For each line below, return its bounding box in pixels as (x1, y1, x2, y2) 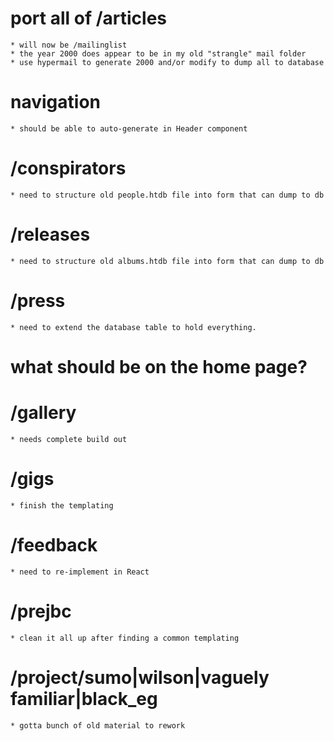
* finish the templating (10, 500, 114, 511)
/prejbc (10, 600, 72, 622)
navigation (10, 91, 101, 114)
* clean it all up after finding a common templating (10, 633, 240, 643)
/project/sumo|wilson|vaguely (10, 666, 270, 689)
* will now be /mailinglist (10, 40, 128, 50)
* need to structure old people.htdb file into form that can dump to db (10, 190, 325, 200)
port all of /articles (10, 7, 168, 30)
